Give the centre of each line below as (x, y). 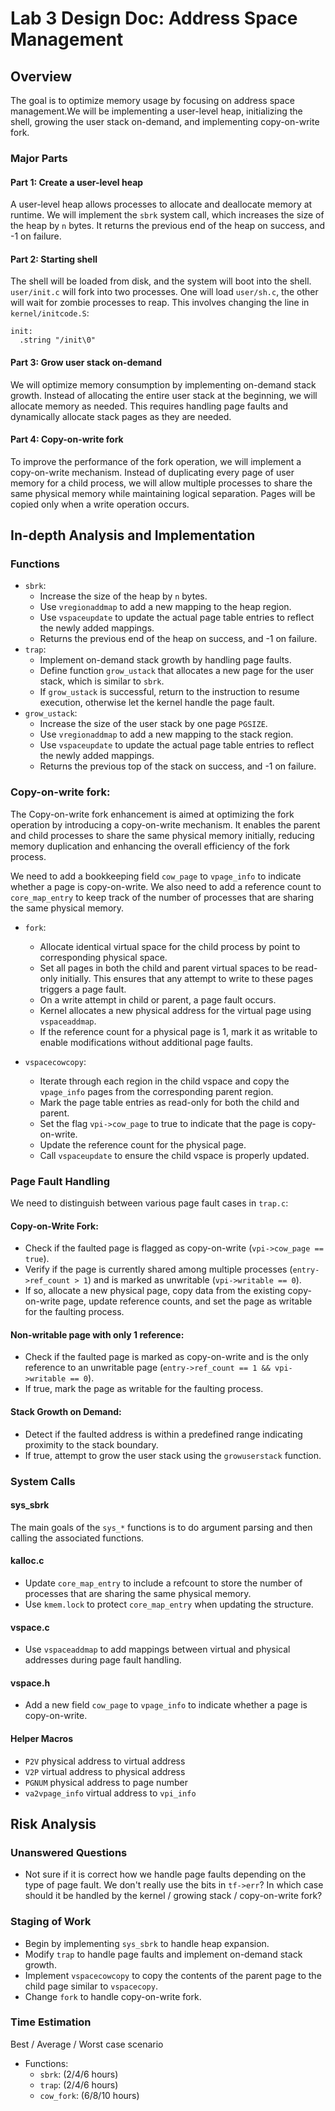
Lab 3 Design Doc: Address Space (154, 18)
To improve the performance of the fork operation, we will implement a (156, 461)
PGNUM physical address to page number (106, 1782)
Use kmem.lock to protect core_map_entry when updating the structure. (169, 1604)
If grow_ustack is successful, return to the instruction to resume (169, 692)
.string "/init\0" (58, 340)
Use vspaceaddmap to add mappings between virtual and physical (157, 1649)
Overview (41, 76)
